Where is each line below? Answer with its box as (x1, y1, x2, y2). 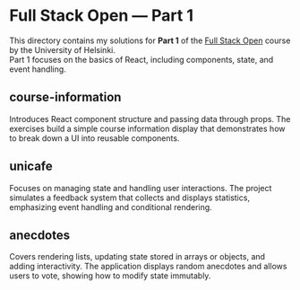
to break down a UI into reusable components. (9, 132, 180, 144)
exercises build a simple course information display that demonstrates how (9, 123, 286, 134)
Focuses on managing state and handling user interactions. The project (9, 182, 272, 193)
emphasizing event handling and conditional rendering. (9, 201, 212, 212)
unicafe (9, 159, 54, 174)
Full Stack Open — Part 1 (9, 5, 194, 26)
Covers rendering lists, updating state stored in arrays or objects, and (9, 251, 266, 262)
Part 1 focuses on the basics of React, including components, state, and (9, 54, 274, 65)
